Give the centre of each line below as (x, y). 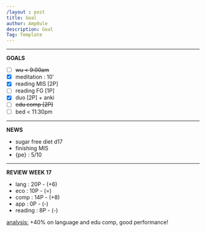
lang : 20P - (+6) (36, 184)
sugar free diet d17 (39, 141)
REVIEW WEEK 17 (29, 172)
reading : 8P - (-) (36, 210)
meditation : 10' (34, 77)
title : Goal (21, 18)
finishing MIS (32, 148)
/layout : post (26, 12)
